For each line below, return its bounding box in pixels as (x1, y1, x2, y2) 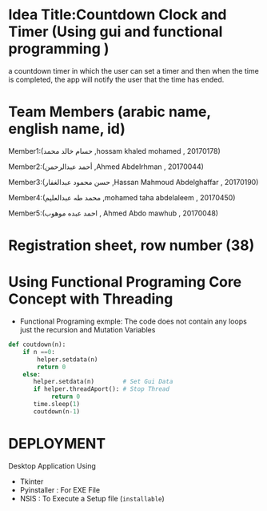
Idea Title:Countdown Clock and (8, 6, 227, 24)
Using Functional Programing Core (8, 273, 242, 292)
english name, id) (8, 120, 126, 138)
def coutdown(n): (8, 340, 66, 348)
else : (22, 370, 42, 378)
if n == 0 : (22, 348, 56, 356)
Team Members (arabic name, (8, 103, 212, 121)
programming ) (8, 40, 110, 58)
